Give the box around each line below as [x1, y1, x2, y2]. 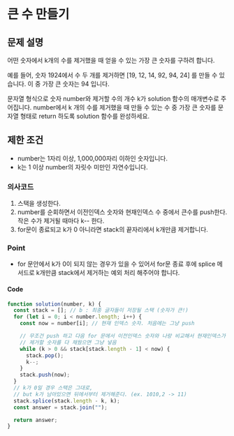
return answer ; [13, 416, 58, 423]
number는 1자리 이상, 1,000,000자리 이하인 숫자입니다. [17, 154, 168, 163]
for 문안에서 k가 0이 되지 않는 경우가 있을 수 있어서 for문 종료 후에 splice [17, 260, 216, 269]
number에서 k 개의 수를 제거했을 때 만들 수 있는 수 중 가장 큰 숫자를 [33, 103, 217, 112]
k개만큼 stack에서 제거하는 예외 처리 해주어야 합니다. [36, 269, 180, 277]
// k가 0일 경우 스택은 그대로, [13, 384, 93, 391]
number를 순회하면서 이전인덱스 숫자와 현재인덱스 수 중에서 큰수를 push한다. [17, 208, 228, 216]
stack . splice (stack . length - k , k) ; [13, 397, 120, 405]
